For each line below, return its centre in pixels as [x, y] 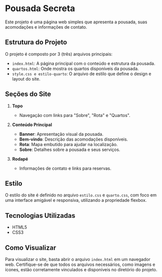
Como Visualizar [31, 248]
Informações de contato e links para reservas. [65, 168]
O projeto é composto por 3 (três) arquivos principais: [59, 54]
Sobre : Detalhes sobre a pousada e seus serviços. [70, 149]
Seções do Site [28, 94]
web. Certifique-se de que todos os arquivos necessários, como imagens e [80, 264]
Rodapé [20, 159]
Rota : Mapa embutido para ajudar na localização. [68, 144]
